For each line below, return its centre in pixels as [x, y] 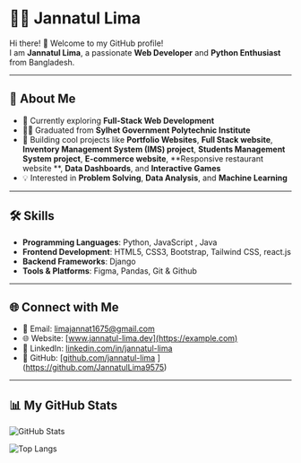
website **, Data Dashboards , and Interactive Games [121, 168]
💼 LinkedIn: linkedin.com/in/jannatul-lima [97, 348]
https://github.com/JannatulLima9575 [95, 368]
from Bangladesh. [42, 62]
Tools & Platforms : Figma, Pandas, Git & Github [109, 271]
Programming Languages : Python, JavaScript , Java [120, 242]
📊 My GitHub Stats [64, 405]
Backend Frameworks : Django [79, 261]
